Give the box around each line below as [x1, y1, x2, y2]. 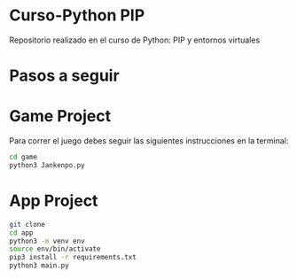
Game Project [9, 106, 112, 127]
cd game [9, 152, 38, 162]
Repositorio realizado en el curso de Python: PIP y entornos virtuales [9, 35, 261, 45]
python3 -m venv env [9, 236, 86, 245]
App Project [9, 191, 98, 211]
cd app [9, 228, 34, 237]
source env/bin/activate [9, 244, 101, 253]
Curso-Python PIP [9, 5, 145, 26]
